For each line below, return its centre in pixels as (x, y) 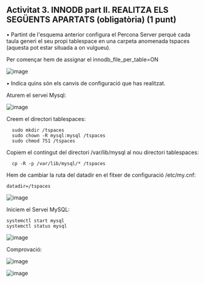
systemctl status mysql (37, 226)
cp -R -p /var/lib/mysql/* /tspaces (59, 163)
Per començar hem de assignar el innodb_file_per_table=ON (82, 59)
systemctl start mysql (35, 220)
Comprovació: (24, 249)
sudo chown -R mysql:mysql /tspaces (59, 135)
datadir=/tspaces (29, 186)
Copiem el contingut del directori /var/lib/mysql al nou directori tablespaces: (103, 152)
